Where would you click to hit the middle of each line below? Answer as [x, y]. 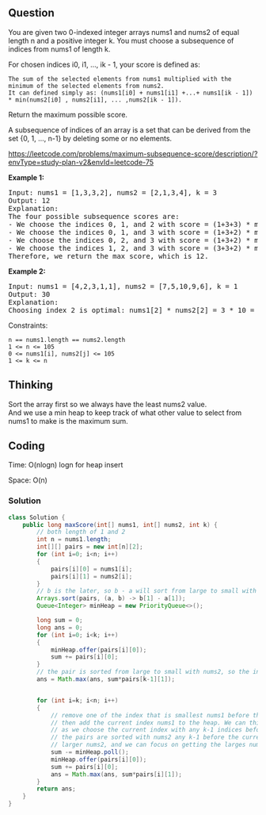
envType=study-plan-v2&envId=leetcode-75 [81, 162]
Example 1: [27, 177]
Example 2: [27, 271]
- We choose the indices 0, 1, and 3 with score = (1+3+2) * [129, 232]
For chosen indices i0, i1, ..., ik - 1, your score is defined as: [104, 64]
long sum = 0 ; [60, 621]
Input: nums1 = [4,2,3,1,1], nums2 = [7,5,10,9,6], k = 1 [123, 286]
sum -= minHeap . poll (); [89, 752]
